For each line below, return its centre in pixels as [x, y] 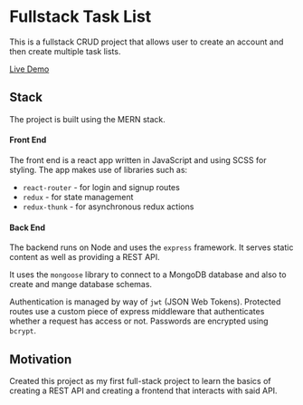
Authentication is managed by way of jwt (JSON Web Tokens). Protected [145, 302]
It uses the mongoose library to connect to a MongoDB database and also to [148, 275]
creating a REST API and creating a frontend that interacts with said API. [143, 391]
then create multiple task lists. [65, 51]
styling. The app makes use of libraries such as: [99, 169]
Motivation [41, 359]
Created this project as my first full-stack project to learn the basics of [140, 381]
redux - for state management [78, 197]
